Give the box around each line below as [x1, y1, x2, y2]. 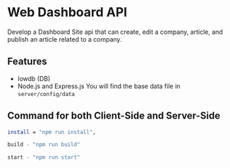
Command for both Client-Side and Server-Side [7, 110, 221, 122]
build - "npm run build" [7, 141, 80, 148]
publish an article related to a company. [7, 35, 122, 43]
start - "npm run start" [7, 154, 80, 161]
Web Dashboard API [7, 4, 128, 20]
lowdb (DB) [17, 74, 51, 83]
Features [7, 56, 47, 68]
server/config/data [17, 90, 75, 97]
